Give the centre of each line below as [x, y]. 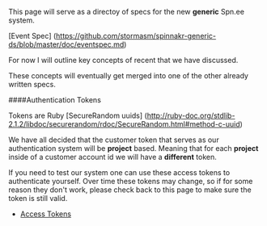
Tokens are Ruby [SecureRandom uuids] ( [78, 115]
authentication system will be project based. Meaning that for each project [133, 148]
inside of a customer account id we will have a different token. [112, 157]
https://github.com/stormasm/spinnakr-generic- [136, 36]
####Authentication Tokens [55, 100]
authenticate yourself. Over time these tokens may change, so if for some [131, 181]
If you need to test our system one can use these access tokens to [119, 172]
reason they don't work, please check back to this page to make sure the [130, 190]
